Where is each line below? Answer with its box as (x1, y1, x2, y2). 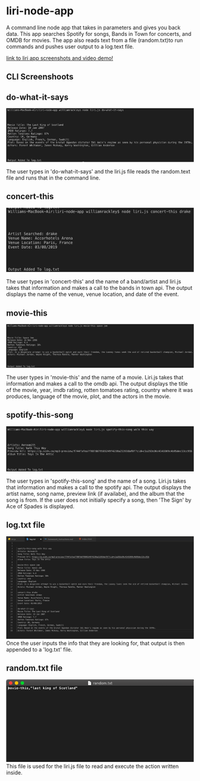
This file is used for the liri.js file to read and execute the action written (6, 763, 179, 770)
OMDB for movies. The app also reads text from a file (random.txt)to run (6, 36, 183, 44)
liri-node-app (6, 4, 74, 18)
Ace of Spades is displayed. (6, 502, 74, 510)
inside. (6, 769, 23, 776)
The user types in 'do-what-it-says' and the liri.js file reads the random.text (6, 168, 190, 175)
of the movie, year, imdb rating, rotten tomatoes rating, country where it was (6, 386, 193, 393)
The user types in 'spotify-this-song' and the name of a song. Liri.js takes (6, 477, 186, 484)
